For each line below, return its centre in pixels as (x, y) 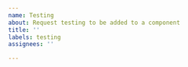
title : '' (24, 30)
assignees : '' (31, 44)
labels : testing (34, 37)
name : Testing (31, 15)
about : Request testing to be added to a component (94, 23)
